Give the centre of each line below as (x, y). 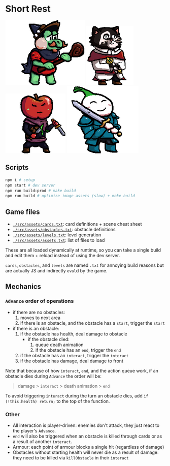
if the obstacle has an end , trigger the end (78, 350)
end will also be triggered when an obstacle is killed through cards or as (87, 436)
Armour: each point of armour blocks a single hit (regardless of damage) (88, 447)
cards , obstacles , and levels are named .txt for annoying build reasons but (84, 265)
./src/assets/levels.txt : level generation (57, 235)
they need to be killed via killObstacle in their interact (71, 458)
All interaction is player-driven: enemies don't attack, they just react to (86, 425)
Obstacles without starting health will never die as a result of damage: (86, 452)
